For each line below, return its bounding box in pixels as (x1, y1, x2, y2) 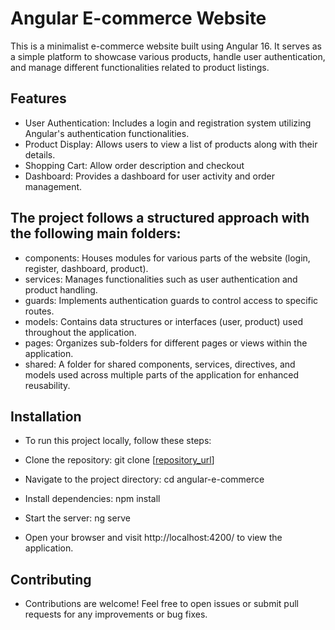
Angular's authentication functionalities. (24, 127, 190, 139)
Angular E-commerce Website (10, 7, 267, 30)
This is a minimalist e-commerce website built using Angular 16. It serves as (10, 40, 322, 52)
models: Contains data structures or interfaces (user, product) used (24, 315, 303, 327)
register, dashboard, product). (24, 262, 149, 274)
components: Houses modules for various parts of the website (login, (24, 252, 311, 264)
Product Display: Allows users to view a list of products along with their (24, 138, 318, 150)
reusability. (24, 379, 71, 391)
